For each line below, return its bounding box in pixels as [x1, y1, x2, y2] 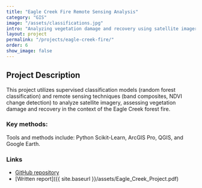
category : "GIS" [6, 14, 47, 20]
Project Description [6, 70, 81, 80]
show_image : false [6, 48, 52, 54]
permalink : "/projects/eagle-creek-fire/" [6, 37, 114, 43]
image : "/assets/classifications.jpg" [6, 20, 103, 26]
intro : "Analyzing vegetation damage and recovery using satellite [6, 25, 179, 32]
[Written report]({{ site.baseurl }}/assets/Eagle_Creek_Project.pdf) [14, 175, 179, 183]
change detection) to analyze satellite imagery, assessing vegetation [6, 99, 176, 106]
